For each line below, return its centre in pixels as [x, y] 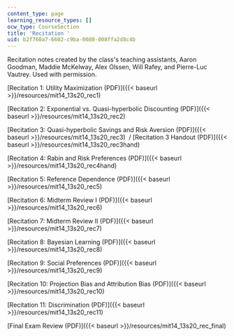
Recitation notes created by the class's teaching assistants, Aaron [102, 59]
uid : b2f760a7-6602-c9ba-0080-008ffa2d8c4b [72, 40]
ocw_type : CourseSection [43, 27]
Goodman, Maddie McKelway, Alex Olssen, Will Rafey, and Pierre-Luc [107, 67]
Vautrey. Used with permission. [52, 75]
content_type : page [36, 14]
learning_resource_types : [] [50, 20]
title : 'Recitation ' [39, 33]
